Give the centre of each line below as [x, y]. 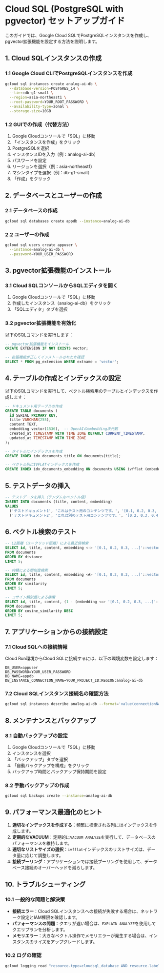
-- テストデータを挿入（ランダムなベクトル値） [47, 497]
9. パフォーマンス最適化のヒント [54, 812]
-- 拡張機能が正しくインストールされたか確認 [45, 357]
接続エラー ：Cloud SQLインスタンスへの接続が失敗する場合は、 [76, 911]
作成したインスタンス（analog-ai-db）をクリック [61, 303]
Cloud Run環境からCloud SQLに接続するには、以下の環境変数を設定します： [82, 659]
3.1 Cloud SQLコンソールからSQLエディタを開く [61, 285]
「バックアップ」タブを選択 [40, 759]
